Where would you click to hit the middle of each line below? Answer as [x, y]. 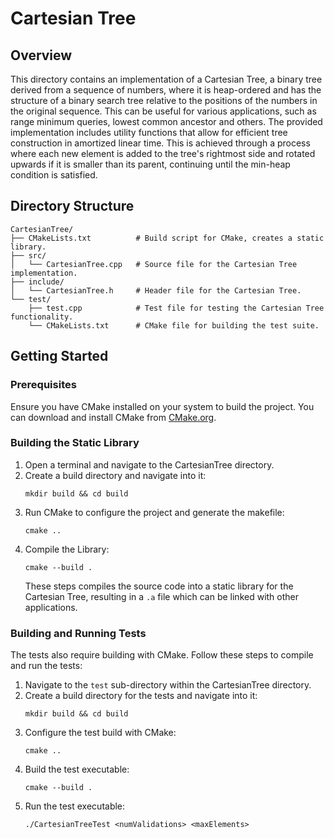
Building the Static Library [75, 443]
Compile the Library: [67, 549]
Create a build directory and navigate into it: [115, 475]
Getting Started [59, 356]
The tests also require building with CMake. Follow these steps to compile [162, 655]
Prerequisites [43, 385]
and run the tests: [46, 666]
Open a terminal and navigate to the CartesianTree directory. [149, 464]
